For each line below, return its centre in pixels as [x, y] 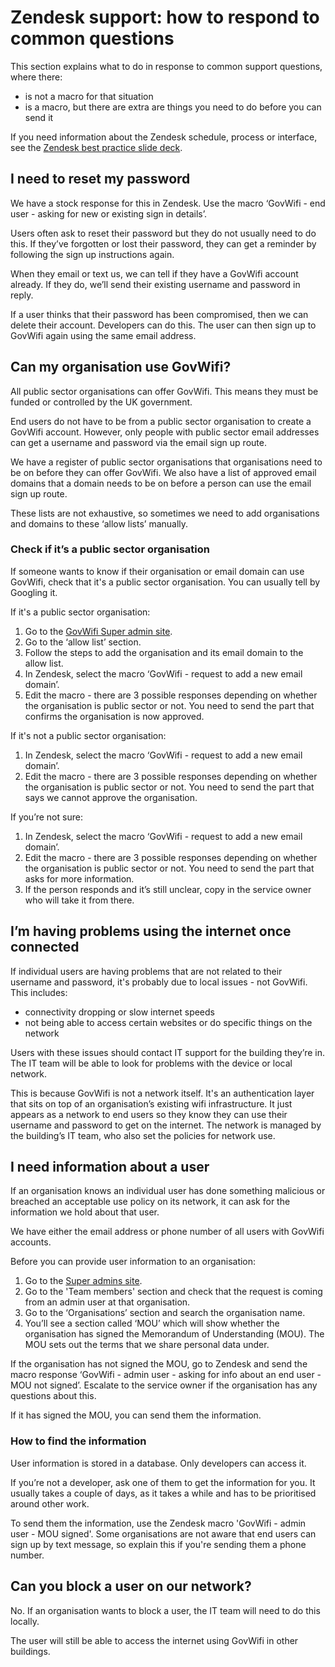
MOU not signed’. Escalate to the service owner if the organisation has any [164, 1385]
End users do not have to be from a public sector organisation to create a [161, 421]
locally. [25, 1621]
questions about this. [53, 1396]
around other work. [50, 1503]
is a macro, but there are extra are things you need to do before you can [173, 107]
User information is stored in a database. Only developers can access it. [158, 1463]
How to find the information [78, 1441]
